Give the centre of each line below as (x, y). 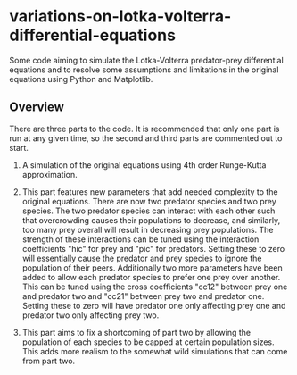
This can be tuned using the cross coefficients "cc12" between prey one (155, 287)
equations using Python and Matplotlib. (81, 79)
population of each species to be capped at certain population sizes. (148, 342)
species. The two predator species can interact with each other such (148, 211)
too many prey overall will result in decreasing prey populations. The (148, 229)
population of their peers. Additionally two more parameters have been (152, 267)
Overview (37, 108)
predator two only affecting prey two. (91, 315)
